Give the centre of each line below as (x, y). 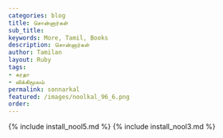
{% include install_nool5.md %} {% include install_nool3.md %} (112, 127)
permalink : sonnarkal (44, 89)
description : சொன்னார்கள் (49, 45)
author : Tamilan (35, 52)
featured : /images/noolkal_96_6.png (69, 97)
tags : (17, 67)
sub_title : (26, 30)
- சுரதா (19, 75)
